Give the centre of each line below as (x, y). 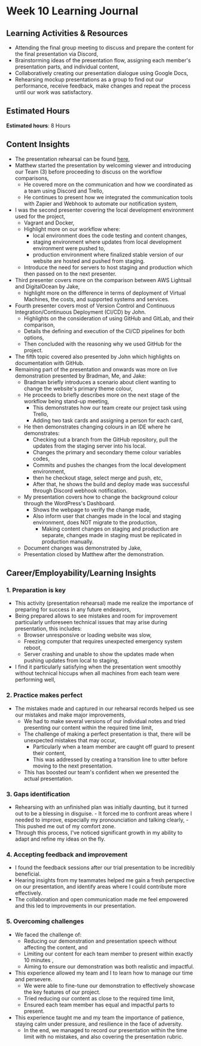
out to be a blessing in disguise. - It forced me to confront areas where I (103, 813)
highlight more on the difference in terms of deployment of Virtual (105, 293)
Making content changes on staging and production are (110, 529)
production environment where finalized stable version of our (108, 254)
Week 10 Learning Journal (72, 11)
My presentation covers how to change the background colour (101, 497)
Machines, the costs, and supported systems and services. (96, 299)
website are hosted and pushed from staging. (89, 261)
